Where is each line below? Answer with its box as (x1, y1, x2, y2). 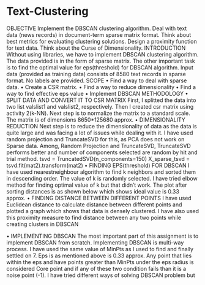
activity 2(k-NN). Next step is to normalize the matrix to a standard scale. (6, 109, 191, 117)
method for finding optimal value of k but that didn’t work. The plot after (6, 181, 188, 189)
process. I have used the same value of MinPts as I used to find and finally (6, 245, 194, 252)
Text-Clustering (6, 4, 89, 18)
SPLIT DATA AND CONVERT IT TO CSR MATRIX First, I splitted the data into (6, 96, 196, 104)
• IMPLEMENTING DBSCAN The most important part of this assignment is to (6, 232, 199, 240)
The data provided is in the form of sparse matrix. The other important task (6, 57, 196, 64)
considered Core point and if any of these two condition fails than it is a (6, 265, 187, 272)
